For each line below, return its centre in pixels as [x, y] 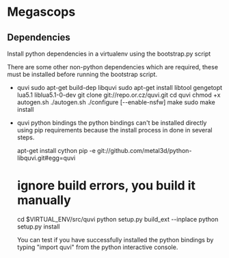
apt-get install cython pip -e [56, 151]
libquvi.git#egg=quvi [46, 158]
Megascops [41, 12]
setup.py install [38, 226]
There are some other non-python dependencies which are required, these [113, 67]
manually [44, 200]
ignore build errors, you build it [106, 186]
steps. [26, 137]
